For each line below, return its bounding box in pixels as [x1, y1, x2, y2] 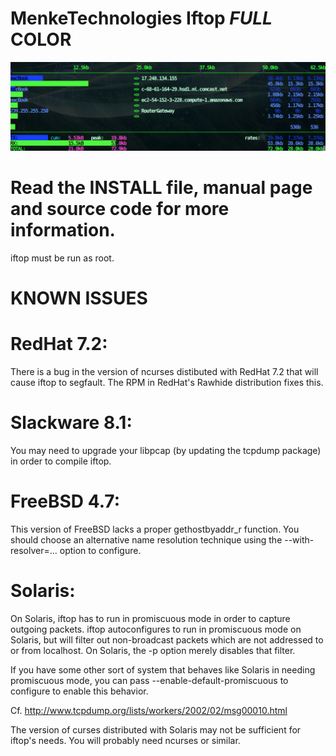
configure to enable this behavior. [10, 685, 149, 697]
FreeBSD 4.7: [10, 490, 120, 512]
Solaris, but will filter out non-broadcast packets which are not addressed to [10, 633, 324, 646]
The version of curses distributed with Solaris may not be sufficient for [10, 723, 302, 736]
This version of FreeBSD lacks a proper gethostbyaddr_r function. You [10, 523, 300, 535]
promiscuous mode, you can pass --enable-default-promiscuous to [10, 674, 289, 686]
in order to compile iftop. [10, 455, 112, 467]
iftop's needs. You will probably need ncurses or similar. [10, 734, 241, 746]
